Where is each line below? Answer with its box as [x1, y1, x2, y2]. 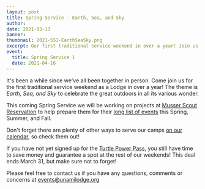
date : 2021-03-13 [6, 26, 51, 32]
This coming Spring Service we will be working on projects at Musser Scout [6, 101, 198, 109]
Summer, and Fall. [6, 114, 52, 122]
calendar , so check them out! [6, 132, 80, 140]
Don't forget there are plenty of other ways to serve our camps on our [6, 126, 182, 134]
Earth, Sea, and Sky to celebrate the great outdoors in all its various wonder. [6, 90, 199, 97]
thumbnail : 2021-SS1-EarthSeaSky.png [6, 37, 103, 43]
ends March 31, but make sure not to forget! [6, 157, 117, 165]
